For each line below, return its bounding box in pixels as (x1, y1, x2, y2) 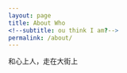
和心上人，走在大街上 (8, 56, 78, 66)
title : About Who (8, 19, 66, 27)
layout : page (8, 11, 52, 20)
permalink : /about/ (8, 33, 73, 42)
